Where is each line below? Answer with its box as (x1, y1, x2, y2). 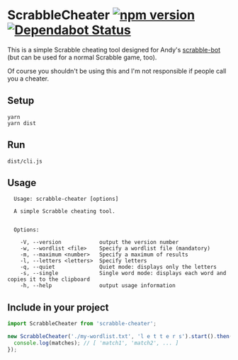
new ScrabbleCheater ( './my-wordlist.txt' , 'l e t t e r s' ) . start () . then (7, 333, 230, 340)
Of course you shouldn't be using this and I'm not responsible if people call (7, 66, 227, 75)
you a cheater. (7, 74, 50, 83)
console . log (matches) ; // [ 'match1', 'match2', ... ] (13, 339, 179, 347)
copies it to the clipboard (7, 276, 91, 283)
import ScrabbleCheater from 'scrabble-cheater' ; (7, 320, 157, 327)
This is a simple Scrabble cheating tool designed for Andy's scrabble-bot (7, 45, 221, 54)
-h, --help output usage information (20, 282, 176, 289)
